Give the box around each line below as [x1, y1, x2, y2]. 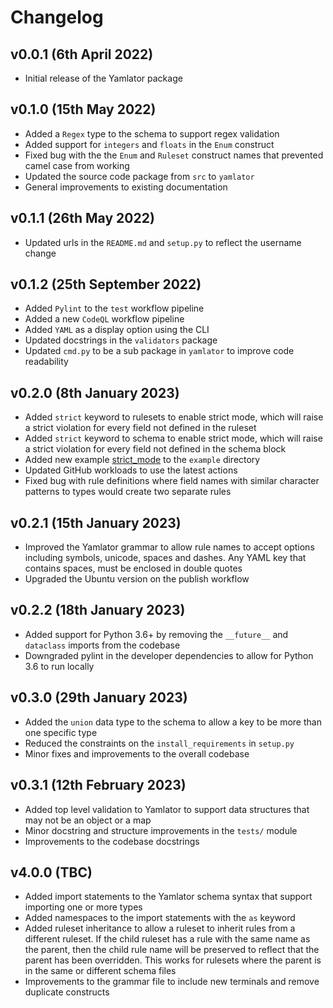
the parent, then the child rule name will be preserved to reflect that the [24, 944, 320, 956]
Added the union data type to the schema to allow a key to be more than [24, 716, 322, 728]
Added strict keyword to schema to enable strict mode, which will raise [24, 432, 323, 445]
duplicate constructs [24, 986, 110, 998]
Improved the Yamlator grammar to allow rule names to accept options [24, 541, 315, 553]
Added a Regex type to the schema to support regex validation [24, 127, 280, 140]
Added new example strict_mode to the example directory [24, 454, 261, 466]
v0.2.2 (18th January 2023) [10, 602, 186, 619]
